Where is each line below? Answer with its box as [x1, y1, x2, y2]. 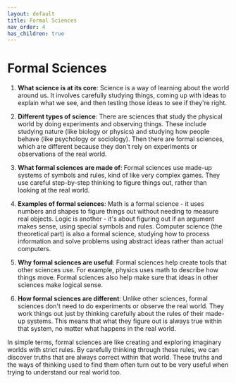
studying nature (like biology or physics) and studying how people [17, 128, 210, 136]
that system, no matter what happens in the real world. [17, 324, 176, 333]
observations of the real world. [17, 150, 107, 159]
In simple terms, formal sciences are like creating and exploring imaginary [7, 338, 222, 346]
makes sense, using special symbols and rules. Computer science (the [17, 222, 223, 231]
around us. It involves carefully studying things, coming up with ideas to [17, 91, 227, 99]
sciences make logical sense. [17, 281, 104, 289]
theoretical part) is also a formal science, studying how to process [17, 230, 210, 238]
